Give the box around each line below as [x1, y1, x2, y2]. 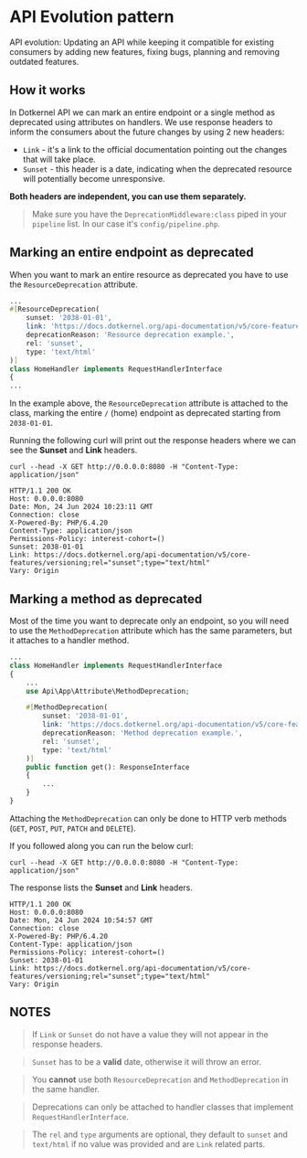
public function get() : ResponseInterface [26, 762, 190, 771]
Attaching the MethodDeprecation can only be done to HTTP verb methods [9, 813, 288, 823]
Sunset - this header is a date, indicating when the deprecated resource [22, 163, 292, 175]
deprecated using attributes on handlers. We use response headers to [9, 116, 273, 127]
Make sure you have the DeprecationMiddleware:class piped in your [31, 208, 287, 219]
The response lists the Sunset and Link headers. [9, 882, 194, 893]
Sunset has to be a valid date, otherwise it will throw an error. [31, 1056, 262, 1067]
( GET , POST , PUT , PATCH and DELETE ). [9, 823, 137, 834]
